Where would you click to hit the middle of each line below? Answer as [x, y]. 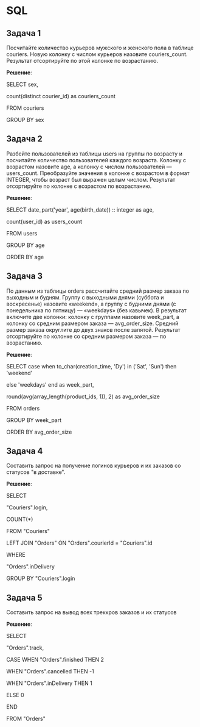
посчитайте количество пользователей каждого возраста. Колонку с [96, 160]
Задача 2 [24, 139]
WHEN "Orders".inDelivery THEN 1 [49, 683]
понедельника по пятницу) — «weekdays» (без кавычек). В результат [97, 310]
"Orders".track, [25, 648]
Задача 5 [24, 597]
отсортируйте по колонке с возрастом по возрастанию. [79, 186]
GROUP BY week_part [34, 420]
